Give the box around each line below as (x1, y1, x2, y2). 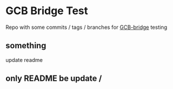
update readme (5, 56, 43, 63)
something (5, 41, 47, 51)
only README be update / (5, 74, 102, 84)
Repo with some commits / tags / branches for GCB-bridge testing (5, 24, 167, 31)
